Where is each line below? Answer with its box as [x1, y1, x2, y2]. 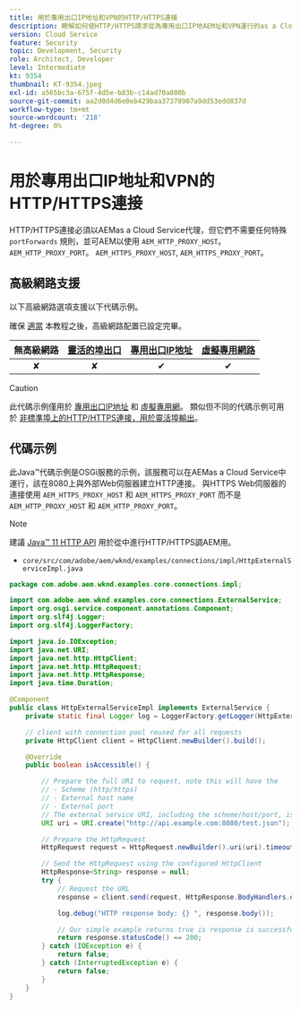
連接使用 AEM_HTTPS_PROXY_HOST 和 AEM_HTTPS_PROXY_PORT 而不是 [9, 489, 242, 500]
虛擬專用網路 [201, 344, 255, 356]
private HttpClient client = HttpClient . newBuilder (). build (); [25, 736, 267, 745]
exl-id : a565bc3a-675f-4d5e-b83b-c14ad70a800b [9, 88, 186, 97]
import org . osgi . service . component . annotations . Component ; [9, 605, 235, 613]
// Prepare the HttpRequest [41, 835, 146, 844]
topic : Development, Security [9, 47, 123, 56]
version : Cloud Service [9, 30, 99, 39]
